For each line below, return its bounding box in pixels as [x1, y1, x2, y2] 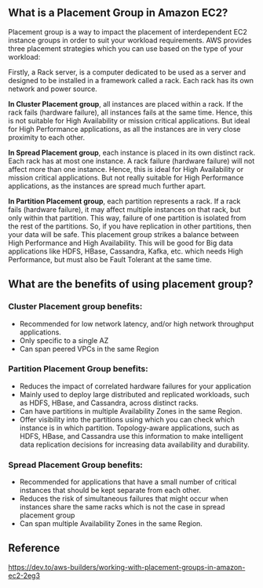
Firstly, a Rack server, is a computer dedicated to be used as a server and [8, 67, 247, 77]
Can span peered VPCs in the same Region [19, 344, 159, 353]
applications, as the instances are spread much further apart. [8, 181, 206, 191]
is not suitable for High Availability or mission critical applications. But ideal [8, 115, 250, 125]
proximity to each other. [8, 133, 86, 142]
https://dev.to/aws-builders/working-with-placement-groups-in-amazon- [8, 562, 246, 572]
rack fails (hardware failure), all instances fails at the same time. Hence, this [8, 108, 253, 117]
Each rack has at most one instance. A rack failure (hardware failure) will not [8, 156, 255, 166]
